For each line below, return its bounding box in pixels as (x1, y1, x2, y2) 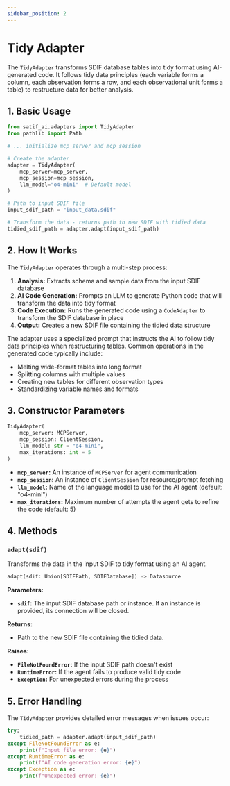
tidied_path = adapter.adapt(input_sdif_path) (19, 733, 157, 740)
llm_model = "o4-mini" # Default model (19, 181, 132, 188)
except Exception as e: (7, 766, 76, 773)
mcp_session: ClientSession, (19, 436, 104, 443)
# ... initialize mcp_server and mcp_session (7, 143, 141, 150)
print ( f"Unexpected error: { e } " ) (19, 772, 116, 780)
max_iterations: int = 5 (19, 449, 91, 455)
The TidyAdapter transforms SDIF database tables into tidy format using (7, 63, 212, 72)
